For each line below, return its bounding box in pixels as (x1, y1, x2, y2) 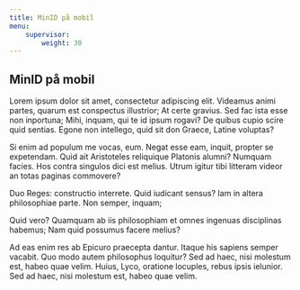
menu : (9, 22, 30, 31)
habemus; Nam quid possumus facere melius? (9, 224, 181, 235)
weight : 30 (41, 38, 83, 48)
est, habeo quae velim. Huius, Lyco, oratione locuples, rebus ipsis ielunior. (9, 261, 283, 272)
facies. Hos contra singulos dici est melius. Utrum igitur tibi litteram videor (9, 161, 283, 172)
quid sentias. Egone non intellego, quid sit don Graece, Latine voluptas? (9, 124, 275, 135)
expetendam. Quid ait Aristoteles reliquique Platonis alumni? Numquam (9, 151, 272, 162)
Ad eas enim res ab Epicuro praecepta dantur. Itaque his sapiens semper (9, 242, 278, 253)
